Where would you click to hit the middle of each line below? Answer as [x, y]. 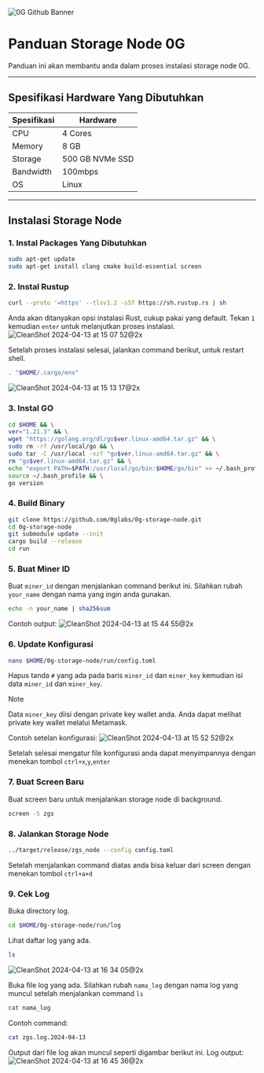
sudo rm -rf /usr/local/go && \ [61, 447]
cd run [19, 549]
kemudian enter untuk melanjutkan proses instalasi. [92, 326]
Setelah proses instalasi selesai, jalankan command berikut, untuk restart [126, 350]
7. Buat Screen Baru [46, 782]
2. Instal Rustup [38, 287]
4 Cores [77, 133]
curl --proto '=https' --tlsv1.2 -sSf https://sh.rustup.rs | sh [117, 303]
